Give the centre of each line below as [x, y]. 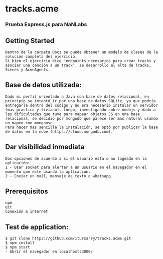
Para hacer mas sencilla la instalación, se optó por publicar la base [81, 127]
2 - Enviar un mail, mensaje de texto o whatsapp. [59, 176]
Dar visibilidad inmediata [45, 147]
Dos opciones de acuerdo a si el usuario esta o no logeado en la [76, 158]
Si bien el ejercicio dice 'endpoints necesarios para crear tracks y [80, 61]
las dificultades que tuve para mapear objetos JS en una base [73, 114]
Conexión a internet [27, 212]
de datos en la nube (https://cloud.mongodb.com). [59, 132]
